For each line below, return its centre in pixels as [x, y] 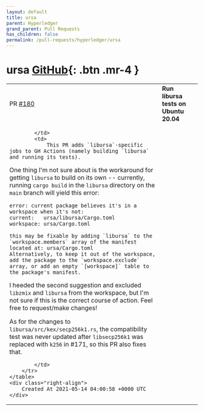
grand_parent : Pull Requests [43, 29]
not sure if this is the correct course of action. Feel [81, 300]
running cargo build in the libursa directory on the [82, 185]
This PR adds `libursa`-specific [95, 145]
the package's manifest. [45, 272]
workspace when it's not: [47, 212]
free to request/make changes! [53, 308]
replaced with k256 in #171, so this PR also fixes [78, 344]
